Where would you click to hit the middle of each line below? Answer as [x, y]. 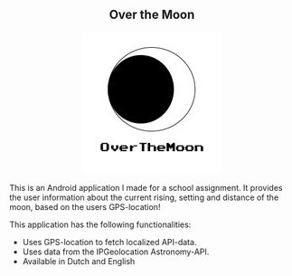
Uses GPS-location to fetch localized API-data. [109, 242]
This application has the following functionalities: [100, 224]
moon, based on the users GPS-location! [85, 206]
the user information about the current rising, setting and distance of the [144, 197]
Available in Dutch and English [79, 261]
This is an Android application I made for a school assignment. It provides [146, 187]
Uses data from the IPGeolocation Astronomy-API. [116, 252]
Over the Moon [152, 15]
